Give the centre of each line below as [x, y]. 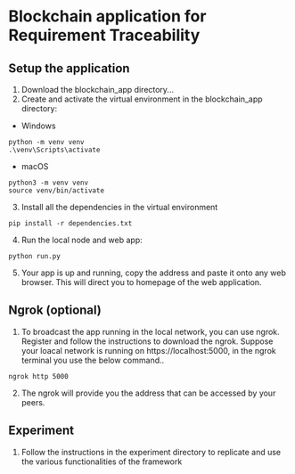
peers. [33, 402]
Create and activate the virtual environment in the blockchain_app [142, 99]
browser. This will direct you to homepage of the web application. [141, 282]
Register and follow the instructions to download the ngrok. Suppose [147, 341]
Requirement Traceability [104, 35]
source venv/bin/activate [56, 191]
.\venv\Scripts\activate [54, 150]
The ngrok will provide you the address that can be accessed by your [148, 393]
